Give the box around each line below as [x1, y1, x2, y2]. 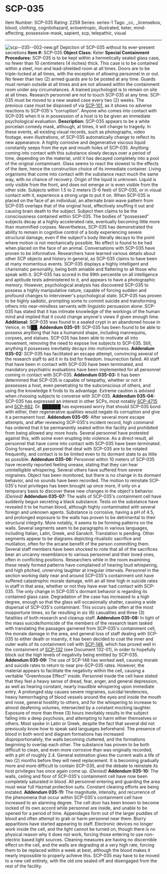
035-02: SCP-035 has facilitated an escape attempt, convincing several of [5, 350, 159, 356]
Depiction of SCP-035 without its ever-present [59, 44, 155, 50]
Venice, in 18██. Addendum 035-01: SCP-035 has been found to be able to [5, 324, 161, 330]
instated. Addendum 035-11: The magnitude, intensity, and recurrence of [5, 789, 156, 795]
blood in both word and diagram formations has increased [5, 731, 124, 737]
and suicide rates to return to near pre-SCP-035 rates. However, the [5, 662, 145, 668]
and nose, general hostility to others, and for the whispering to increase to [5, 699, 157, 705]
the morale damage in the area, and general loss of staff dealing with [5, 630, 147, 636]
